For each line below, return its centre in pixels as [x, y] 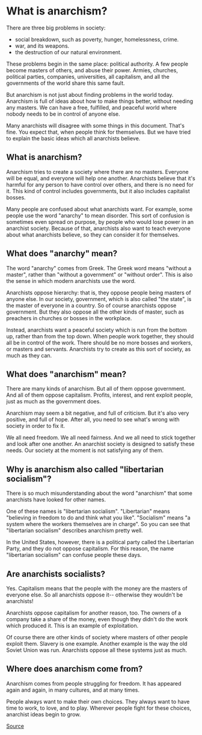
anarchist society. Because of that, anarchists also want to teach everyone [98, 228]
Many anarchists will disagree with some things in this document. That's [96, 125]
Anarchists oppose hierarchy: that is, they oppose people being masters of [99, 293]
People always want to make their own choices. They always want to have [98, 701]
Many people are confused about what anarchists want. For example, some [99, 209]
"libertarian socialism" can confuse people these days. [74, 555]
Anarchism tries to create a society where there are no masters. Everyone [97, 172]
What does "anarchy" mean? [62, 254]
